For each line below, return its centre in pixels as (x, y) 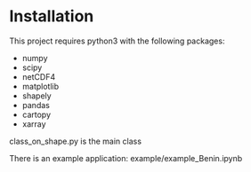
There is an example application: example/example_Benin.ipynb (126, 158)
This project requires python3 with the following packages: (117, 41)
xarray (34, 124)
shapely (36, 96)
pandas (36, 105)
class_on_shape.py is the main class (76, 141)
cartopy (36, 114)
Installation (52, 16)
